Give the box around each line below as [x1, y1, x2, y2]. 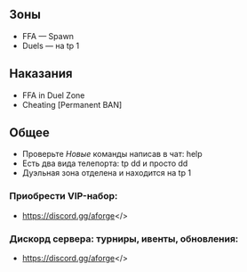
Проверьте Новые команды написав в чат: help [21, 149, 203, 160]
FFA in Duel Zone [21, 89, 85, 101]
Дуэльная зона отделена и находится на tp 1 [21, 168, 192, 178]
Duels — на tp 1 [21, 40, 80, 51]
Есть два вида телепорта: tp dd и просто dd [21, 158, 188, 169]
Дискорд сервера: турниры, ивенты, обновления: [9, 232, 239, 244]
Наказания [9, 66, 73, 81]
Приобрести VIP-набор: [9, 190, 118, 202]
